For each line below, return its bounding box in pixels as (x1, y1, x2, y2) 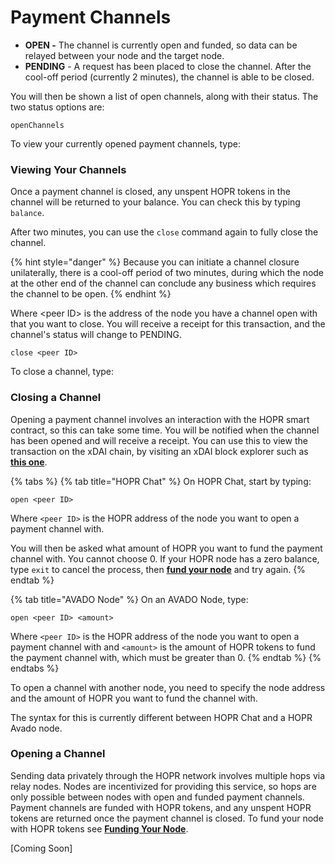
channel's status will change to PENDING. (10, 329, 183, 341)
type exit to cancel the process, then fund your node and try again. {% (10, 563, 306, 575)
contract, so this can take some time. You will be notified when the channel (10, 424, 320, 436)
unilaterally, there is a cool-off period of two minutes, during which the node (10, 267, 325, 279)
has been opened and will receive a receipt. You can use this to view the (10, 434, 308, 446)
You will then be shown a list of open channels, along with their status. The (10, 90, 319, 102)
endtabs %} (10, 662, 60, 674)
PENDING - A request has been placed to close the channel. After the (24, 60, 312, 72)
